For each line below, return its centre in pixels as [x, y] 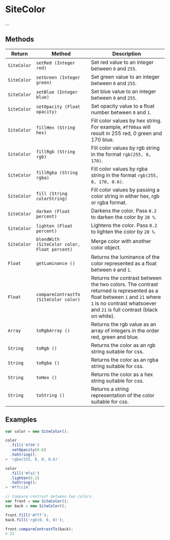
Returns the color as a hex [122, 374]
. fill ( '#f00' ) [25, 445]
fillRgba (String [57, 173]
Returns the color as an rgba [124, 360]
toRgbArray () [53, 330]
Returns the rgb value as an [123, 324]
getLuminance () [56, 263]
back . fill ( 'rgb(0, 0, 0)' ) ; [35, 520]
